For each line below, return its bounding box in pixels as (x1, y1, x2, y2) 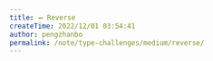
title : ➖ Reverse (9, 13, 76, 22)
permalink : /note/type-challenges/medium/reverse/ (9, 38, 205, 48)
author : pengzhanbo (9, 30, 83, 39)
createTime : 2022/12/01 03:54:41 (9, 22, 136, 30)
